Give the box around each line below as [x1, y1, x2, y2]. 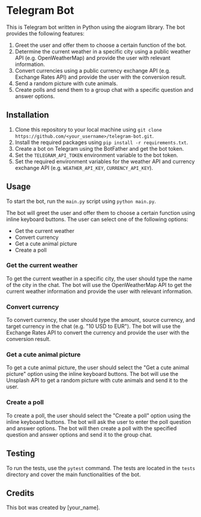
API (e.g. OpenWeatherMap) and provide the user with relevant [14, 54, 171, 61]
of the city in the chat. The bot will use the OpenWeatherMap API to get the [6, 281, 192, 288]
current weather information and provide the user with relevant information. [6, 288, 193, 295]
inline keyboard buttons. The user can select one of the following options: [6, 216, 188, 223]
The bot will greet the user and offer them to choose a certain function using [6, 209, 196, 216]
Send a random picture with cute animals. [14, 79, 118, 87]
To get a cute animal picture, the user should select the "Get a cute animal [6, 364, 190, 371]
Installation [6, 110, 49, 120]
